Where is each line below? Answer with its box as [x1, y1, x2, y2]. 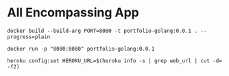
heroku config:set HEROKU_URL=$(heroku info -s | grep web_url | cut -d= [7, 57, 223, 64]
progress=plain [7, 33, 51, 40]
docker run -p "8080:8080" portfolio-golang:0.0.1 [7, 45, 155, 52]
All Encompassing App [7, 5, 139, 21]
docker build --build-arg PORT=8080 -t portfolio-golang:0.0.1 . [7, 27, 197, 34]
